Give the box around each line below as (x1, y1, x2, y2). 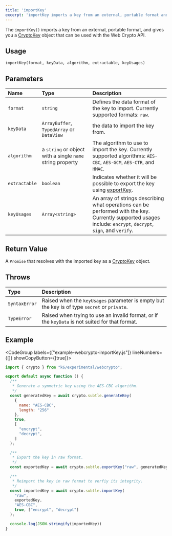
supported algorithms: (92, 152, 146, 159)
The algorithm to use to (92, 139, 148, 147)
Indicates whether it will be (92, 173, 157, 181)
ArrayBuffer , (41, 119, 73, 127)
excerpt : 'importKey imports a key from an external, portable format (5, 12, 159, 17)
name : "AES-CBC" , (18, 402, 56, 408)
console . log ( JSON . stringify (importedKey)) (10, 521, 102, 526)
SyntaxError (8, 300, 37, 307)
